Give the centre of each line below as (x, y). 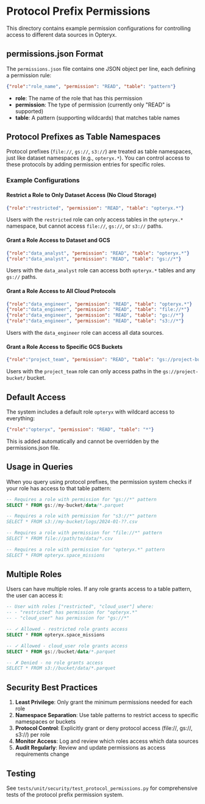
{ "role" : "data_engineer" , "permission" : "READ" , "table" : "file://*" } (98, 310)
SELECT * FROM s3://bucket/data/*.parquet (61, 668)
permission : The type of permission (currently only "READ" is (93, 105)
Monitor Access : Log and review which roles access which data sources (107, 741)
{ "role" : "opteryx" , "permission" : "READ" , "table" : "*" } (80, 430)
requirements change (42, 754)
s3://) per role (32, 735)
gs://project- (181, 372)
